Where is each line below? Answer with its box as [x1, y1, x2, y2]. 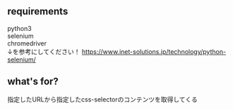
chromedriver [7, 39, 47, 48]
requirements [7, 6, 68, 18]
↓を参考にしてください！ [7, 47, 80, 55]
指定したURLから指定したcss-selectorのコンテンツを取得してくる [7, 95, 198, 104]
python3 [7, 24, 32, 32]
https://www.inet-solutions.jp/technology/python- [81, 47, 227, 55]
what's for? [7, 76, 59, 88]
